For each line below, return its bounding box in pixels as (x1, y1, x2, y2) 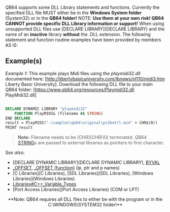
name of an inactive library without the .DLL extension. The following (5, 32, 151, 37)
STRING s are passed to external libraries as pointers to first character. (17, 140, 164, 146)
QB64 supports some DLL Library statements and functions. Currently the (5, 5, 160, 10)
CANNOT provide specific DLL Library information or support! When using (5, 20, 164, 26)
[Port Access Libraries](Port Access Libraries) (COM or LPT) (12, 187, 140, 193)
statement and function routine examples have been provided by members (5, 37, 161, 43)
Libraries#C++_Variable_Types (12, 181, 77, 187)
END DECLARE (5, 115, 30, 121)
